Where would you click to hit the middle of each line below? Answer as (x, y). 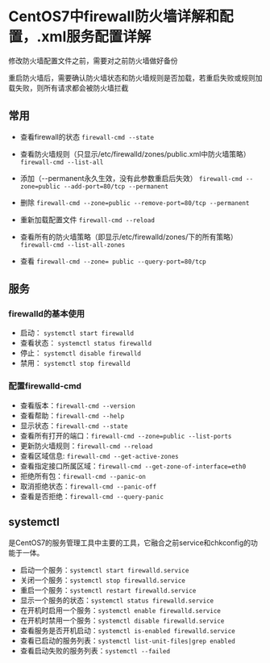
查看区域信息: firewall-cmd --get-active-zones (99, 455)
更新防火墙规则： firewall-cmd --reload (86, 446)
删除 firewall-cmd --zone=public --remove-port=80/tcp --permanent (135, 202)
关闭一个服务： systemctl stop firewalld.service (102, 580)
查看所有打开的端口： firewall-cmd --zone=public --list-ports (126, 435)
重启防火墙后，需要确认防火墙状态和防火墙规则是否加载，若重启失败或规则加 (135, 78)
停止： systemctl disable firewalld (81, 353)
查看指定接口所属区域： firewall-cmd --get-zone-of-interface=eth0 (133, 466)
